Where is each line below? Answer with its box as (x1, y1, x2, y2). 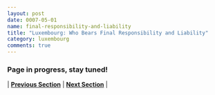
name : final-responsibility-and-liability (7, 23, 131, 30)
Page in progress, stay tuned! (7, 65, 109, 74)
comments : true (7, 42, 51, 49)
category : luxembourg (7, 36, 70, 43)
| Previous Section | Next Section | (7, 81, 109, 89)
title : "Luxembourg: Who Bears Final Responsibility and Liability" (7, 29, 209, 36)
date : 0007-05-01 (7, 17, 57, 23)
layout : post (7, 10, 45, 17)
